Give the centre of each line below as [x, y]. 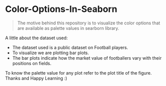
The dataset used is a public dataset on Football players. [70, 47]
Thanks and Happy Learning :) [36, 78]
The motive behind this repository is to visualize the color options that [89, 23]
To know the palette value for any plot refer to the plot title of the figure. [79, 73]
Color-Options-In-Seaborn [61, 9]
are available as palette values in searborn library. [68, 28]
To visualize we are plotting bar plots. [51, 53]
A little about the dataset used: [37, 38]
